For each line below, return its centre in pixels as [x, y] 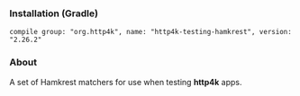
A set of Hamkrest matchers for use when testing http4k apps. [126, 82]
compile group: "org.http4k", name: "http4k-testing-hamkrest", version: [151, 32]
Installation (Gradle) [54, 13]
